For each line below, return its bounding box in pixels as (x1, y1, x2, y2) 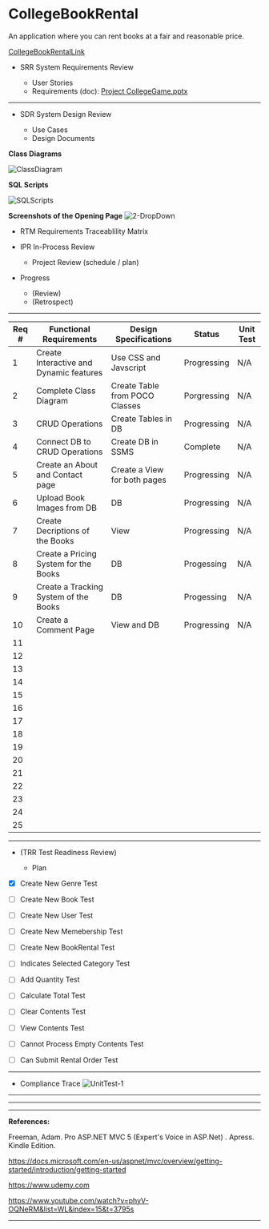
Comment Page (35, 624, 94, 635)
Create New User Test (19, 910, 94, 921)
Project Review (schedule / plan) (31, 257, 139, 267)
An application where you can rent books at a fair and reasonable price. (8, 31, 245, 41)
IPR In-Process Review (19, 242, 95, 251)
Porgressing (183, 390, 230, 401)
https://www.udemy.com (8, 1180, 90, 1190)
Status (194, 328, 220, 339)
